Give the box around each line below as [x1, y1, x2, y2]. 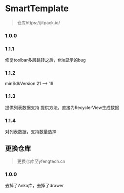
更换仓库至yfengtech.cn [17, 158, 65, 164]
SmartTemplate [5, 3, 69, 14]
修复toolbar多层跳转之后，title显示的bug [5, 57, 86, 63]
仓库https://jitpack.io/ [17, 20, 60, 25]
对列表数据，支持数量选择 [5, 129, 57, 135]
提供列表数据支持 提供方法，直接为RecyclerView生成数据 [5, 105, 120, 110]
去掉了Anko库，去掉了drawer [5, 183, 64, 189]
